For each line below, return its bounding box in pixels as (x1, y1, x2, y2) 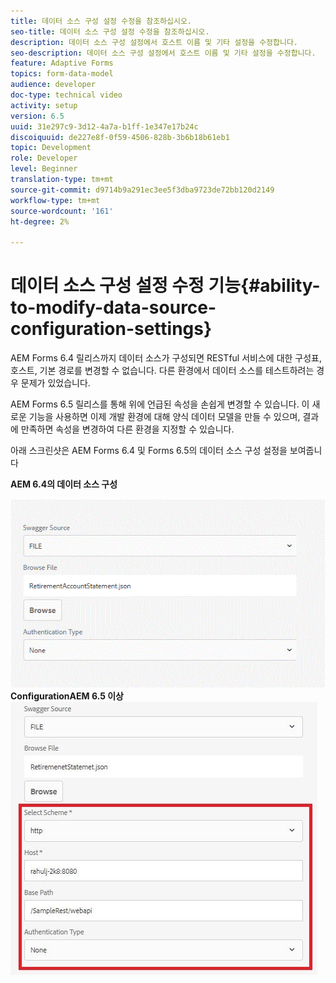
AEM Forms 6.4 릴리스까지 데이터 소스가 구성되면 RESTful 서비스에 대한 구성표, (10, 352, 323, 364)
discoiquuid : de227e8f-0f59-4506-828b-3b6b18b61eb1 (10, 132, 230, 142)
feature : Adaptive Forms (10, 58, 114, 69)
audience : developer (10, 80, 97, 90)
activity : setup (10, 100, 78, 110)
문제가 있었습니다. (20, 377, 91, 389)
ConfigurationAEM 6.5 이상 (10, 690, 124, 702)
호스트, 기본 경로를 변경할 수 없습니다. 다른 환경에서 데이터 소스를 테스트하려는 (10, 365, 315, 377)
